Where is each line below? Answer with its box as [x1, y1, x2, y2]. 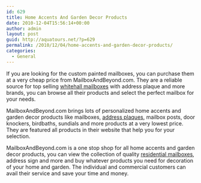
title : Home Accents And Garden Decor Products [6, 14, 128, 20]
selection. [6, 133, 31, 140]
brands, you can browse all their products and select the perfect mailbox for [6, 89, 194, 96]
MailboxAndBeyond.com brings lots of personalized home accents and [6, 107, 181, 114]
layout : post [6, 31, 39, 37]
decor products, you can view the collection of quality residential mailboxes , [6, 151, 195, 158]
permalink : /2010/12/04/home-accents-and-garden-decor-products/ [6, 43, 173, 49]
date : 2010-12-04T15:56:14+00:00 [6, 20, 90, 26]
